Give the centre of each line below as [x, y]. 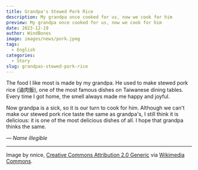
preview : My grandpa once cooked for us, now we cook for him [84, 22]
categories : [21, 55]
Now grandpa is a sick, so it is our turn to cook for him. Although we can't [95, 108]
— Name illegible [27, 138]
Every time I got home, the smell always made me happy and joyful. [88, 96]
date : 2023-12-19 [27, 28]
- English [23, 50]
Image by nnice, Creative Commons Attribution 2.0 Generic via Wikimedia [95, 155]
